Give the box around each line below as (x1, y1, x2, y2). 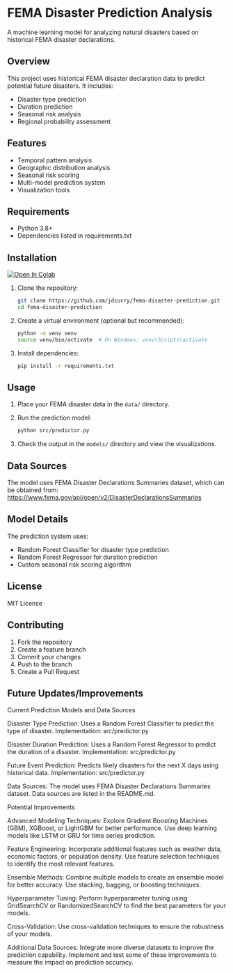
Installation (7, 252, 57, 263)
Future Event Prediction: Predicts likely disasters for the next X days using (7, 761, 219, 769)
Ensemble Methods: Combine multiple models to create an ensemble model (7, 873, 224, 882)
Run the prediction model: (17, 413, 92, 422)
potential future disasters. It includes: (7, 82, 114, 90)
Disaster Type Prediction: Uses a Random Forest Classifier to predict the (7, 719, 214, 728)
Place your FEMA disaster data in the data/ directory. (17, 400, 170, 408)
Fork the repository (17, 638, 73, 646)
